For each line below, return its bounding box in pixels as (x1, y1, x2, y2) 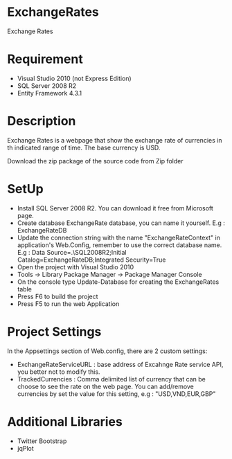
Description (7, 114, 76, 129)
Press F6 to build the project (17, 292, 98, 300)
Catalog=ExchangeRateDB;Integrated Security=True (17, 255, 166, 264)
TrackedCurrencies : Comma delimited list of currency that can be (17, 375, 206, 383)
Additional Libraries (7, 413, 123, 429)
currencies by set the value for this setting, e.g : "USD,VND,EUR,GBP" (17, 389, 216, 398)
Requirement (7, 51, 83, 67)
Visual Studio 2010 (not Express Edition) (17, 74, 132, 82)
